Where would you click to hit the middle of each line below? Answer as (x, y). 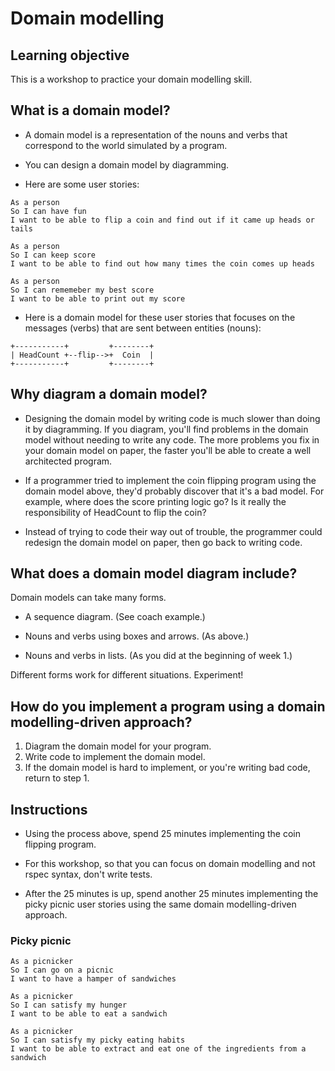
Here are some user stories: (82, 184)
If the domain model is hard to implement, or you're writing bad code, (167, 768)
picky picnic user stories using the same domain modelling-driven (160, 904)
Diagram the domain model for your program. (118, 746)
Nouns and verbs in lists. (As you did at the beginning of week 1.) (158, 656)
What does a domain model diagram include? (154, 573)
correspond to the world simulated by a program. (126, 145)
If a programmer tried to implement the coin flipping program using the (170, 480)
